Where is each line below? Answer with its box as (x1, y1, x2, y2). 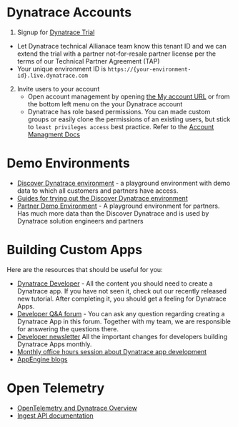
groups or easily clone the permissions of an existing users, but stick (27, 115, 231, 124)
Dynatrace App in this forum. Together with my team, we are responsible (16, 317, 232, 326)
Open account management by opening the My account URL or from (27, 92, 230, 101)
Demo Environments (6, 155, 130, 171)
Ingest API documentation (16, 411, 94, 420)
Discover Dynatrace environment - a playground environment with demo (16, 179, 231, 187)
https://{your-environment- (107, 66, 192, 73)
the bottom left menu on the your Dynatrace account (27, 99, 183, 108)
